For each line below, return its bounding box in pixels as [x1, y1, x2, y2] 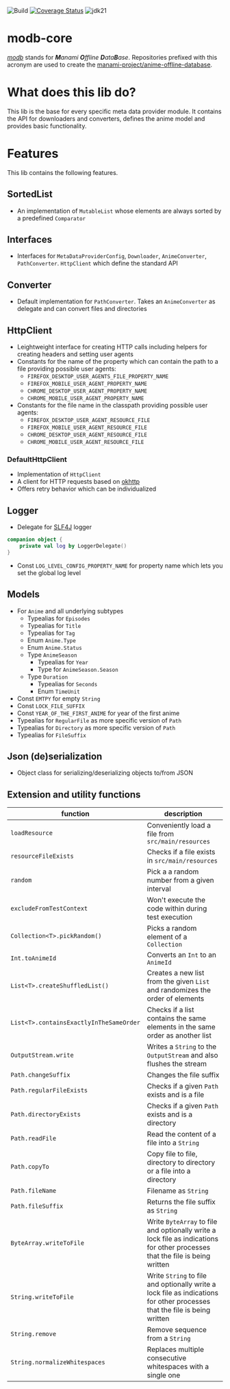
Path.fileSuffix [10, 1202, 64, 1211]
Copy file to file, [146, 1149, 198, 1159]
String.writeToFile [10, 1294, 74, 1301]
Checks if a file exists [146, 848, 216, 857]
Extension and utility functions [7, 789, 141, 800]
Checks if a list [146, 1005, 194, 1015]
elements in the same [146, 1023, 216, 1032]
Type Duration [27, 673, 68, 681]
